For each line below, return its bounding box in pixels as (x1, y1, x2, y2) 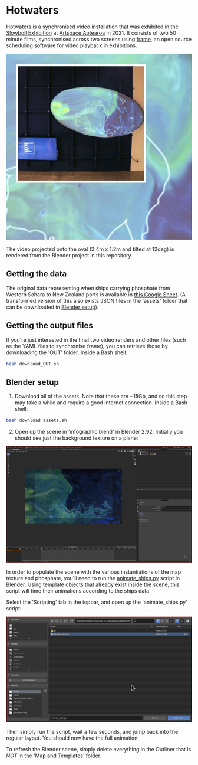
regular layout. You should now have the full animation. (6, 734, 140, 741)
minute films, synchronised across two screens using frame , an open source (6, 35, 192, 42)
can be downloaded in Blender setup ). (6, 303, 99, 310)
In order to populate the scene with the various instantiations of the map (6, 568, 181, 576)
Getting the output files (6, 321, 93, 331)
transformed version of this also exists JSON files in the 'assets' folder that (6, 297, 188, 304)
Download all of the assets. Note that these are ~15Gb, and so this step (14, 393, 187, 400)
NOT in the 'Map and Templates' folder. (6, 752, 102, 759)
